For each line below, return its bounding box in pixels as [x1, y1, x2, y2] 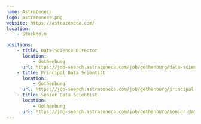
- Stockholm [17, 31, 47, 37]
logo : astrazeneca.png [6, 14, 63, 20]
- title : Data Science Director [17, 47, 98, 54]
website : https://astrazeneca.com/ [6, 20, 95, 26]
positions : [6, 42, 33, 48]
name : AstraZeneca [6, 8, 52, 15]
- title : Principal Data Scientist [17, 69, 106, 75]
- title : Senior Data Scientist [17, 92, 98, 98]
